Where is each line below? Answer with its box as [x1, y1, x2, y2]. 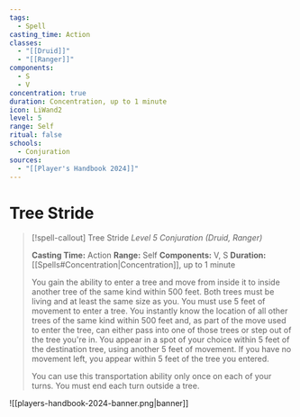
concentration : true [9, 88, 87, 97]
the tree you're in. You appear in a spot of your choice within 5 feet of [31, 334, 290, 345]
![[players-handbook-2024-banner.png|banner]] [9, 398, 189, 409]
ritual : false [9, 131, 63, 140]
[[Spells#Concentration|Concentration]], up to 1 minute [31, 259, 236, 270]
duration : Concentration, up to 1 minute [9, 96, 168, 106]
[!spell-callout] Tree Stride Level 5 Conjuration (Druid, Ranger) [31, 232, 263, 243]
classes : [9, 38, 42, 48]
